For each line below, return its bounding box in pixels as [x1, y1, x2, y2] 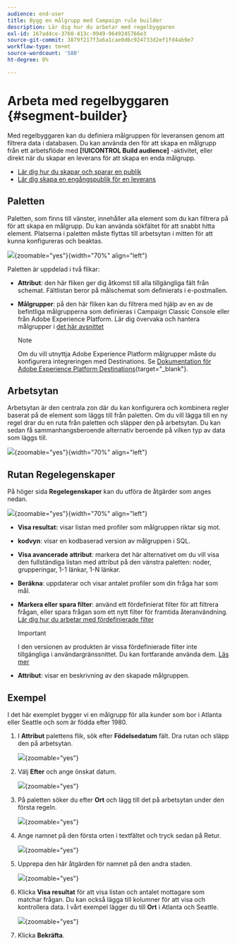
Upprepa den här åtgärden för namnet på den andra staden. [17, 859, 192, 868]
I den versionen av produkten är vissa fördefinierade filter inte [17, 643, 197, 651]
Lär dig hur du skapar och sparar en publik [17, 167, 142, 176]
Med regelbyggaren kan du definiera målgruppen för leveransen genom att [7, 131, 225, 140]
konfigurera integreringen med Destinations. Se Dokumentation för [17, 357, 212, 366]
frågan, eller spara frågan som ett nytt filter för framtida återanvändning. [17, 608, 228, 616]
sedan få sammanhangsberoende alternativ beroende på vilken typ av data [7, 426, 226, 435]
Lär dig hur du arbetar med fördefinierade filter [17, 615, 154, 624]
